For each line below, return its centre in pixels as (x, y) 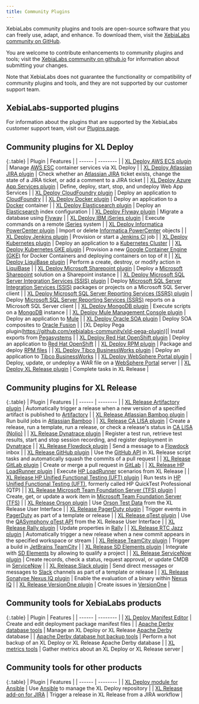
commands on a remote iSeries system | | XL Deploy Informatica (85, 224)
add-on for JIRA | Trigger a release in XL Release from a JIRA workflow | (94, 695)
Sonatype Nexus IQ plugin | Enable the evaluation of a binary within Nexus (97, 578)
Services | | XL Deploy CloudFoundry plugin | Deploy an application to (91, 193)
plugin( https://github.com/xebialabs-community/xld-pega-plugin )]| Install (96, 331)
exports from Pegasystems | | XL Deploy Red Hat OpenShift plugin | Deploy (98, 338)
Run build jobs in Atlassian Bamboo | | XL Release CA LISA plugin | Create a (98, 421)
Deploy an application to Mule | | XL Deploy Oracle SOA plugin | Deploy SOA (99, 319)
